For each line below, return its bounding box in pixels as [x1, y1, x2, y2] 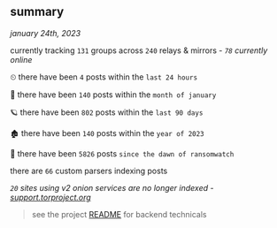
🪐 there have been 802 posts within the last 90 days [10, 107, 204, 118]
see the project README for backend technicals [31, 209, 207, 219]
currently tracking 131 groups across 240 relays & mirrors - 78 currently [10, 45, 268, 56]
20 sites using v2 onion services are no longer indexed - [10, 182, 214, 193]
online [10, 54, 33, 65]
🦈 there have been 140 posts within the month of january [10, 89, 217, 100]
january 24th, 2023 [10, 27, 81, 38]
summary [10, 4, 65, 19]
